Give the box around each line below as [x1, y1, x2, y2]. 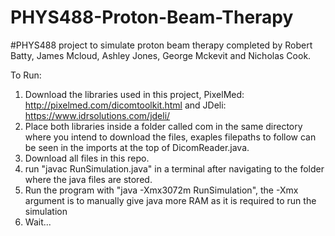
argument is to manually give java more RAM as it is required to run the [24, 194, 317, 206]
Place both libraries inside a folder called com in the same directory [24, 120, 303, 132]
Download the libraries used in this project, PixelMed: [24, 88, 245, 100]
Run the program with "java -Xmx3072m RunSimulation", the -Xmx [24, 184, 299, 196]
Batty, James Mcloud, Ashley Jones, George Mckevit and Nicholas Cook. [10, 49, 312, 61]
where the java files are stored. [24, 173, 153, 185]
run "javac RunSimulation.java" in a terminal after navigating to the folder [24, 162, 325, 175]
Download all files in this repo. [24, 152, 150, 164]
